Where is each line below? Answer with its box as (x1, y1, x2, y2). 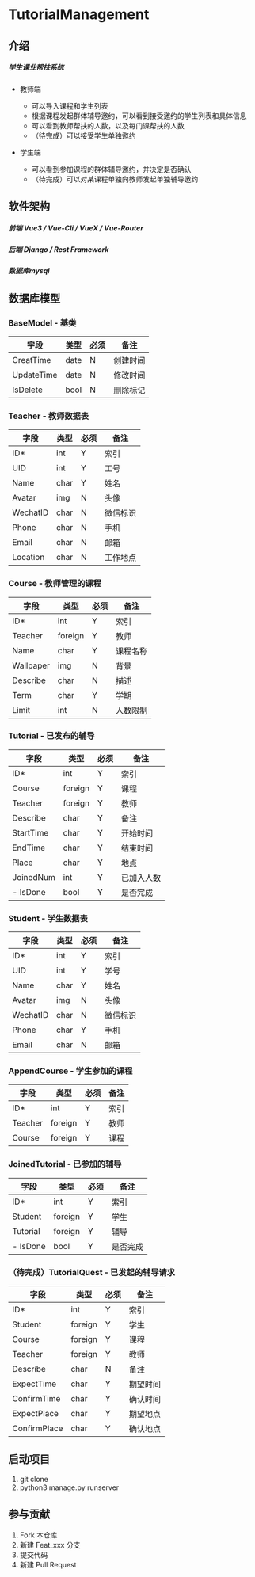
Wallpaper (12, 660, 50, 671)
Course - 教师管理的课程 (8, 578, 101, 589)
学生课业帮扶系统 (8, 63, 64, 72)
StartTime (12, 827, 49, 838)
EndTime (12, 842, 46, 853)
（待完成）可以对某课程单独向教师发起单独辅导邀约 (31, 174, 199, 184)
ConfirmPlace (12, 1423, 63, 1434)
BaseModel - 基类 (8, 317, 77, 328)
